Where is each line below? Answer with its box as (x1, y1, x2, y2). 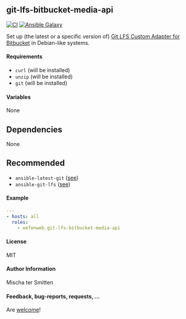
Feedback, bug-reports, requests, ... (6, 292, 100, 300)
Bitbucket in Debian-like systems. (6, 39, 90, 46)
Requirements (6, 53, 43, 60)
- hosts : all (6, 213, 39, 220)
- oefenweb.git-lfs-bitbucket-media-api (17, 224, 121, 231)
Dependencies (6, 124, 62, 135)
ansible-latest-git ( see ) (15, 174, 79, 181)
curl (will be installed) (15, 67, 70, 74)
